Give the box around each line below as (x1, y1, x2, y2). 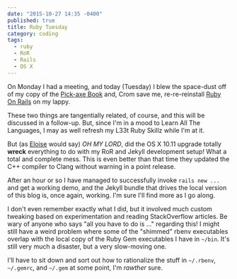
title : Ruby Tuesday (7, 23, 69, 30)
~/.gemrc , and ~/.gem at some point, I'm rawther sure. (7, 263, 163, 272)
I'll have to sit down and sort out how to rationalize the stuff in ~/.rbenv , (7, 256, 216, 264)
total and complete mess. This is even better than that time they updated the (7, 155, 230, 163)
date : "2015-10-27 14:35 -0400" (7, 10, 103, 18)
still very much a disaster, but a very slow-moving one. (7, 242, 167, 251)
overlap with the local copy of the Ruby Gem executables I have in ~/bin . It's (7, 235, 230, 243)
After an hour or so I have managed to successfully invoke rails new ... (7, 176, 221, 184)
